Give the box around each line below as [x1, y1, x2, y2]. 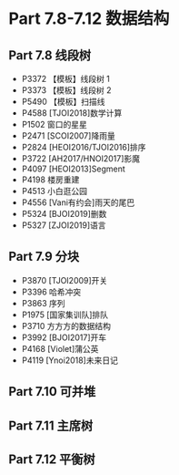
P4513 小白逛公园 [21, 186, 88, 196]
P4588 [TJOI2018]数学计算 [21, 108, 123, 119]
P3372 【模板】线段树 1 [21, 74, 111, 84]
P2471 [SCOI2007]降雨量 [21, 130, 115, 141]
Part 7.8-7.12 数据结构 [8, 8, 170, 29]
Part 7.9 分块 [8, 249, 80, 264]
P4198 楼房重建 [21, 174, 80, 185]
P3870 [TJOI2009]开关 [21, 274, 108, 285]
